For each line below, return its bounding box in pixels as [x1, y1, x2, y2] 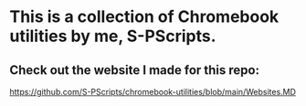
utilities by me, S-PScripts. [9, 26, 216, 47]
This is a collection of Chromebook [9, 6, 280, 27]
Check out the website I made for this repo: [9, 62, 260, 78]
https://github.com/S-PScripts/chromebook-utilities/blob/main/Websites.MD [9, 87, 297, 97]
